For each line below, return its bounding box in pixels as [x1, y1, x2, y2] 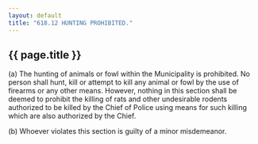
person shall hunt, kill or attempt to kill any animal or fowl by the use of [8, 78, 240, 87]
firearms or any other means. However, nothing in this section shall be [8, 86, 237, 96]
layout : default [8, 11, 62, 20]
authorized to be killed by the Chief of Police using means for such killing [8, 103, 248, 112]
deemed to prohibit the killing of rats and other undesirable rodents [8, 94, 228, 104]
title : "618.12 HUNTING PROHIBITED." [8, 19, 133, 27]
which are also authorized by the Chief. [8, 112, 137, 121]
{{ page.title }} [8, 48, 82, 62]
